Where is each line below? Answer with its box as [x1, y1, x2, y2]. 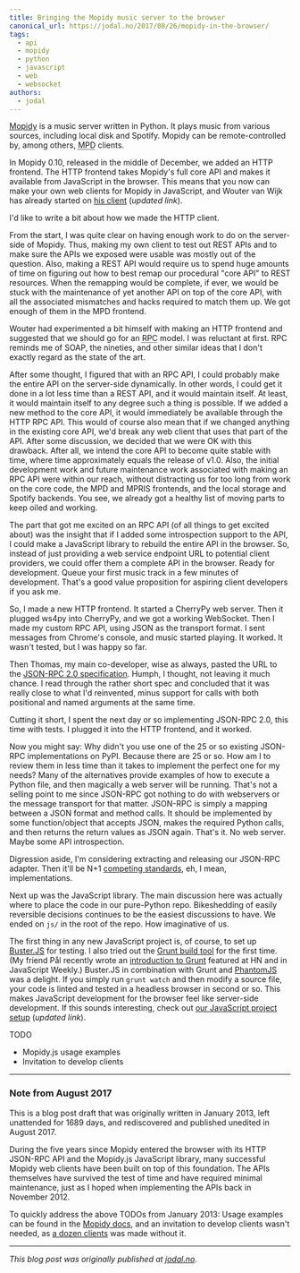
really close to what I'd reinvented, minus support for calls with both [9, 688, 259, 698]
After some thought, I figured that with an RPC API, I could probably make [9, 369, 279, 380]
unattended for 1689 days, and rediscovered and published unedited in [9, 1116, 271, 1128]
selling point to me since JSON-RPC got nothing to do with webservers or [9, 789, 280, 799]
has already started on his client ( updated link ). [9, 195, 183, 206]
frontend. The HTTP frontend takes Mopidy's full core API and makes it [9, 167, 271, 177]
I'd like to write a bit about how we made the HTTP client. [9, 212, 221, 224]
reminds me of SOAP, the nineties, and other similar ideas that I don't [9, 342, 263, 354]
